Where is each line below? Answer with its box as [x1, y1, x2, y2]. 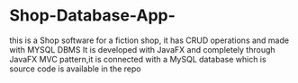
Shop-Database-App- [9, 5, 176, 26]
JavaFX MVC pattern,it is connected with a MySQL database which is [9, 54, 267, 64]
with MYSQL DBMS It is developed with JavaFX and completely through [9, 44, 276, 54]
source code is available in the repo [9, 63, 141, 74]
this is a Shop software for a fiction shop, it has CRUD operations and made [9, 35, 290, 46]
